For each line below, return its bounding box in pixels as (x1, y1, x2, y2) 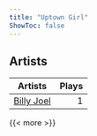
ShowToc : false (9, 21, 65, 30)
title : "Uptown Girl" (9, 12, 89, 22)
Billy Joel (13, 94, 51, 107)
